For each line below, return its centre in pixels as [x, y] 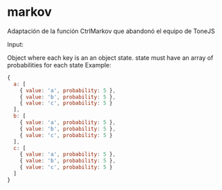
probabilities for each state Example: [59, 65]
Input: [16, 44]
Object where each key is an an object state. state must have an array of [110, 57]
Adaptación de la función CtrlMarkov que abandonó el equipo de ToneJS [111, 31]
